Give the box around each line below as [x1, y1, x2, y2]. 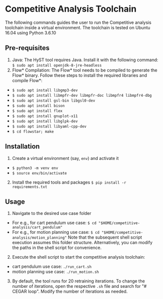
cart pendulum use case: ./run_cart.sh [12, 264, 91, 269]
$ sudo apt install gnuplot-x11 [12, 113, 78, 119]
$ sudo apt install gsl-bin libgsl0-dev [12, 98, 95, 103]
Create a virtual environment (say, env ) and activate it [12, 155, 119, 161]
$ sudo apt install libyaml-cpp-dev [12, 124, 87, 129]
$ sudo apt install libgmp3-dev [12, 88, 78, 93]
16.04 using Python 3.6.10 [5, 30, 56, 35]
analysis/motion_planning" [12, 235, 67, 240]
